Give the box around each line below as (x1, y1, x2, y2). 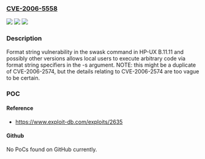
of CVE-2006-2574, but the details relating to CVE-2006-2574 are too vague (6, 67, 199, 75)
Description (6, 34, 42, 43)
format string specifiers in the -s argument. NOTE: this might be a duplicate (6, 61, 196, 68)
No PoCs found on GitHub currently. (6, 146, 97, 153)
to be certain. (6, 74, 40, 81)
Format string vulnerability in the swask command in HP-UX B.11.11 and (6, 48, 184, 56)
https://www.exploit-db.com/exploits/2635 (15, 118, 123, 125)
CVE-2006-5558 (6, 4, 58, 13)
